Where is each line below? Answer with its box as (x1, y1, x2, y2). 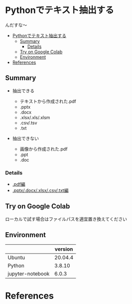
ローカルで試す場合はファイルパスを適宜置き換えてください (5, 216, 127, 222)
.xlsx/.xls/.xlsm (19, 114, 50, 120)
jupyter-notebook (7, 270, 50, 277)
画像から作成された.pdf (19, 146, 68, 152)
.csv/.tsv (19, 120, 37, 126)
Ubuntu (7, 254, 25, 261)
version (54, 245, 73, 252)
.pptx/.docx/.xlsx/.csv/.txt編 (12, 187, 69, 193)
